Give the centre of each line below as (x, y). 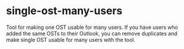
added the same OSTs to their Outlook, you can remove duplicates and (92, 33)
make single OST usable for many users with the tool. (71, 40)
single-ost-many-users (64, 11)
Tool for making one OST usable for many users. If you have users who (92, 27)
